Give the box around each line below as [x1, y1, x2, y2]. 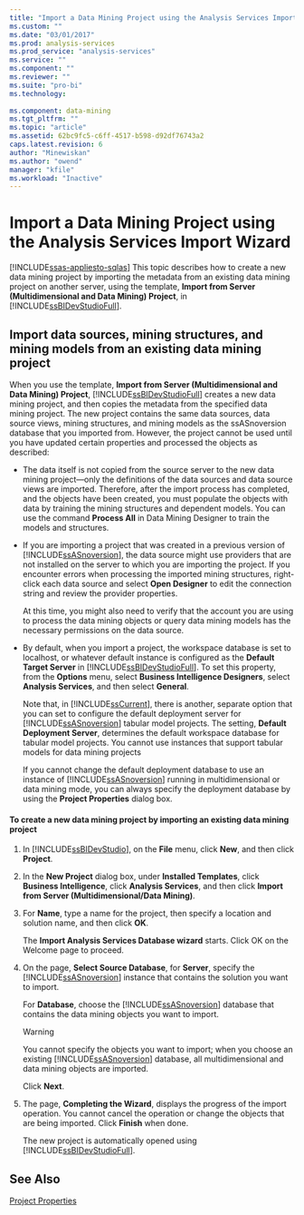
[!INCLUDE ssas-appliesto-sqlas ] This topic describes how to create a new [9, 262, 287, 273]
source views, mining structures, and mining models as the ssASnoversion [9, 418, 287, 428]
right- [273, 569, 295, 579]
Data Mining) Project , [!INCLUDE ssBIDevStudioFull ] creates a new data [9, 389, 276, 399]
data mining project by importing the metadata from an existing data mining [9, 271, 290, 282]
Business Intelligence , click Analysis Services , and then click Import [22, 881, 283, 892]
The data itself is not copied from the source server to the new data [22, 465, 275, 475]
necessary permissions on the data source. [22, 625, 185, 635]
